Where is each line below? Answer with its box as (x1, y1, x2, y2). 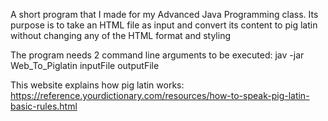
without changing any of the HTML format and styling (10, 30, 231, 41)
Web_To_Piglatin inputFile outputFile (10, 60, 160, 71)
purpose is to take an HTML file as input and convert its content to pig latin (10, 19, 318, 31)
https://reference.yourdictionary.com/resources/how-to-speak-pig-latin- (10, 90, 310, 101)
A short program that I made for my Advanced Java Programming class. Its (10, 9, 319, 20)
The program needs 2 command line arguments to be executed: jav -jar (10, 49, 305, 61)
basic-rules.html (10, 100, 78, 112)
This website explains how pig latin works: (10, 79, 185, 91)
